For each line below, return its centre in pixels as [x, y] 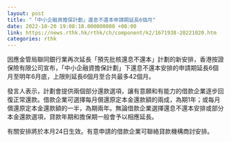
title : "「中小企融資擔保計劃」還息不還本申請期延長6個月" [81, 20]
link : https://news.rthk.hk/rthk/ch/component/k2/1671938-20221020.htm [112, 33]
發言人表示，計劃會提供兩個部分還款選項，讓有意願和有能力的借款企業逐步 [112, 91]
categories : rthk [32, 39]
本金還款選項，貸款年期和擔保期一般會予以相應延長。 [82, 117]
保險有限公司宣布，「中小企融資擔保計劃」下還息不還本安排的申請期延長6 [110, 68]
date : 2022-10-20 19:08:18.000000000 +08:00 [72, 26]
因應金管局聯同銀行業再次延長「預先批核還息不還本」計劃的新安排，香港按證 [115, 60]
